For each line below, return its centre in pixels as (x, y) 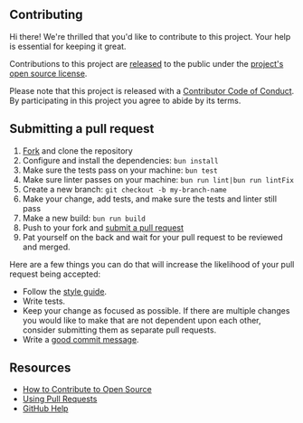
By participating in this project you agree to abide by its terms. (125, 100)
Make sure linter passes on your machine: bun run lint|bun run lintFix (158, 179)
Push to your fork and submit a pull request (103, 227)
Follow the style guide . (64, 291)
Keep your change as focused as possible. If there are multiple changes (156, 310)
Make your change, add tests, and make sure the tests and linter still (150, 199)
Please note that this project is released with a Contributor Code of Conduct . (152, 90)
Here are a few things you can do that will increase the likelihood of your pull (152, 264)
